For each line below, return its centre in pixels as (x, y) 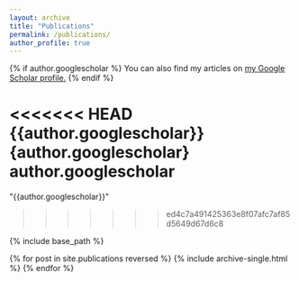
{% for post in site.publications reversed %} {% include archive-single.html (149, 258)
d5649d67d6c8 (195, 224)
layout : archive (40, 18)
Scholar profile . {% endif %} (62, 78)
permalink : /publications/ (60, 34)
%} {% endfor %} (42, 268)
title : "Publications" (52, 26)
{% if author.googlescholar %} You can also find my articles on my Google (147, 68)
